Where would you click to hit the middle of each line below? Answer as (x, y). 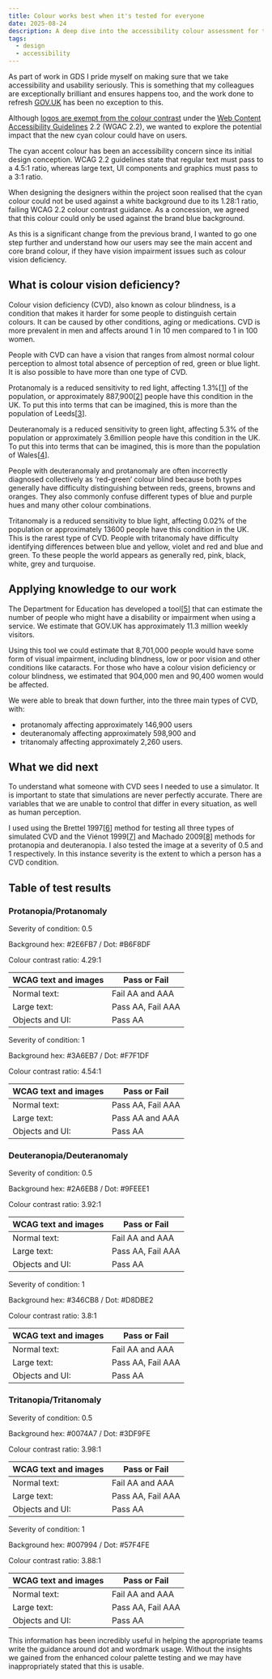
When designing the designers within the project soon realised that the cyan (136, 192)
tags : (17, 38)
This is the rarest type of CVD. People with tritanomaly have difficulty (123, 538)
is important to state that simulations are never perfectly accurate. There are (136, 795)
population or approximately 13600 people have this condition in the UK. (129, 529)
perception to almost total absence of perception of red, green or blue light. (134, 363)
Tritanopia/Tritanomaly (55, 1400)
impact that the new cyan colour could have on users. (98, 135)
